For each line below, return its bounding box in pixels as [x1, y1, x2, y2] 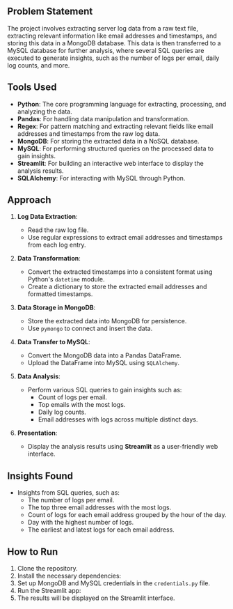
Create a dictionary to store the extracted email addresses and [27, 282, 207, 291]
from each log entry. [27, 240, 86, 249]
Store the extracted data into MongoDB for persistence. [27, 317, 187, 325]
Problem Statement [7, 6, 93, 17]
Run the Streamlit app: [17, 587, 81, 595]
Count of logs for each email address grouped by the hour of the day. [27, 511, 227, 519]
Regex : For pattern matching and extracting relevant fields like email [17, 122, 214, 130]
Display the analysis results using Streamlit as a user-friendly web [27, 442, 218, 451]
